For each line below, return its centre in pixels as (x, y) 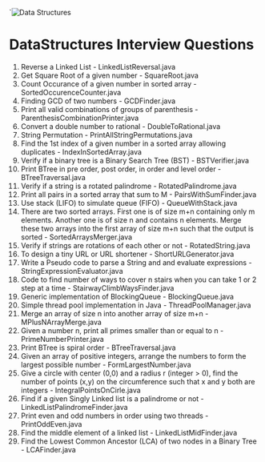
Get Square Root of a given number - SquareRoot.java (110, 75)
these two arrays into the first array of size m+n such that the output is (137, 228)
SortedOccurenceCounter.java (71, 92)
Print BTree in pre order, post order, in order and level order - (121, 169)
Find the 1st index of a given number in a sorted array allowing (123, 143)
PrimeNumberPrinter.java (62, 339)
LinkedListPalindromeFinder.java (74, 407)
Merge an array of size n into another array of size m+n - (114, 313)
